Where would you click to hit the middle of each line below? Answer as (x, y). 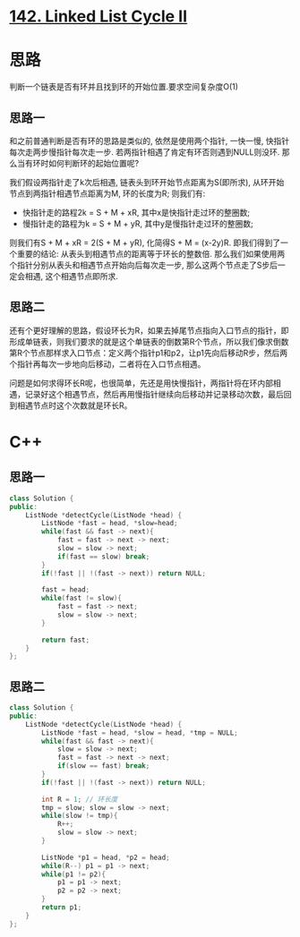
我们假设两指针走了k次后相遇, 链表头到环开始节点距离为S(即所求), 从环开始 (147, 182)
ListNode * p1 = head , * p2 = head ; (106, 857)
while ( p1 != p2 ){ (73, 874)
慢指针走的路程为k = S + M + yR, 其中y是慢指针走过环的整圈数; (137, 223)
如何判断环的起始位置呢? (94, 163)
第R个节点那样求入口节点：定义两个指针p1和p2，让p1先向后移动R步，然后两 (149, 353)
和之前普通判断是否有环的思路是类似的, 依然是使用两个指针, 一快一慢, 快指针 (149, 141)
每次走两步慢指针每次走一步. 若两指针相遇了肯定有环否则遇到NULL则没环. (145, 152)
